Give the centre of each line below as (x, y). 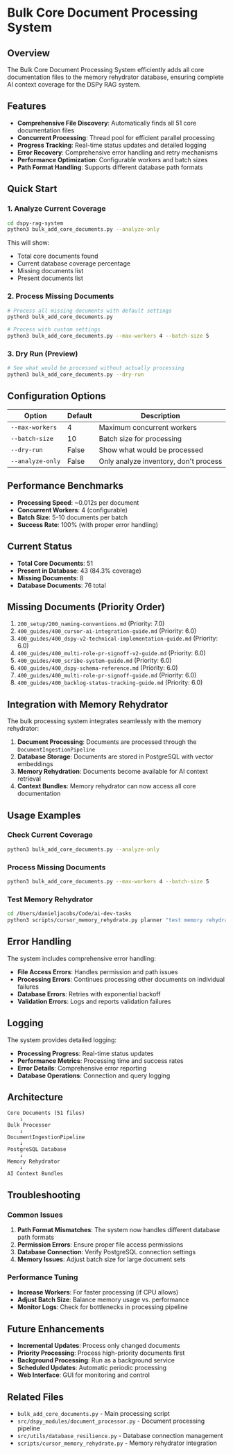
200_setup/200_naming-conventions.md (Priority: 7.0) (91, 624)
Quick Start (32, 189)
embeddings (35, 764)
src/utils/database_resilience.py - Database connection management (120, 1435)
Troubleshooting (44, 1195)
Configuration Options (57, 396)
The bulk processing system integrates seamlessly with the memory (105, 721)
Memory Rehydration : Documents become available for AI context (112, 772)
